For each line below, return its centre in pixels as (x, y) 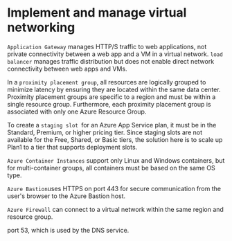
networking (41, 27)
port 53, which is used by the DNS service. (68, 230)
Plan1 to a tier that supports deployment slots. (72, 147)
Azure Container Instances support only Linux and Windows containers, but (116, 160)
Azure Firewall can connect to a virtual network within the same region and (115, 209)
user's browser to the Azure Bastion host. (66, 196)
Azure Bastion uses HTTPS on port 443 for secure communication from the (114, 188)
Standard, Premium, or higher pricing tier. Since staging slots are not (105, 132)
